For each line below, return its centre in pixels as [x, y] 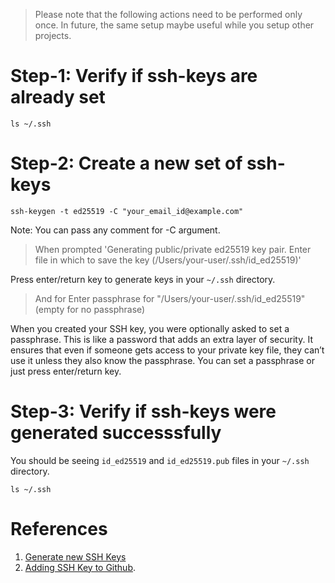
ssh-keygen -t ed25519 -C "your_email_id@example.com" [127, 211]
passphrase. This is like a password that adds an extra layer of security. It [161, 339]
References [59, 529]
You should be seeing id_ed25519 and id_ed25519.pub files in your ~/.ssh [160, 460]
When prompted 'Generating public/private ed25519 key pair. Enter [173, 249]
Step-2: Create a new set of [126, 163]
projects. [53, 35]
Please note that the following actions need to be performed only [168, 14]
